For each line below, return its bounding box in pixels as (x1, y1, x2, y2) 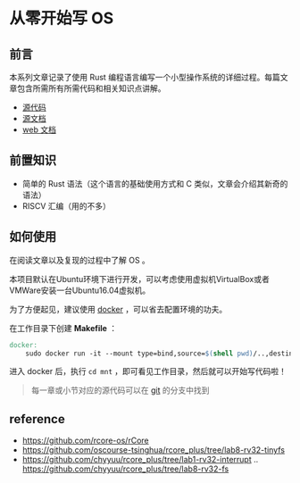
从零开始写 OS (9, 8, 114, 29)
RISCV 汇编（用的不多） (21, 200, 112, 211)
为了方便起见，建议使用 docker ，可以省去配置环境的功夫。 (9, 304, 228, 314)
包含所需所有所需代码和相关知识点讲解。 (16, 83, 166, 94)
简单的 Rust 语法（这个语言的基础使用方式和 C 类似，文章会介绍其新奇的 (21, 178, 288, 188)
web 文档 (21, 124, 56, 135)
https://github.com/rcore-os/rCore (21, 435, 149, 446)
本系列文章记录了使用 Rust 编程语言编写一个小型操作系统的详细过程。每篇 (9, 72, 281, 82)
